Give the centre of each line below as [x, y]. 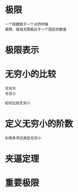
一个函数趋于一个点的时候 [27, 24]
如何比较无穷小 [18, 103]
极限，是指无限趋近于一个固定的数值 [36, 29]
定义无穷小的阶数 [39, 124]
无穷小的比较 [31, 74]
